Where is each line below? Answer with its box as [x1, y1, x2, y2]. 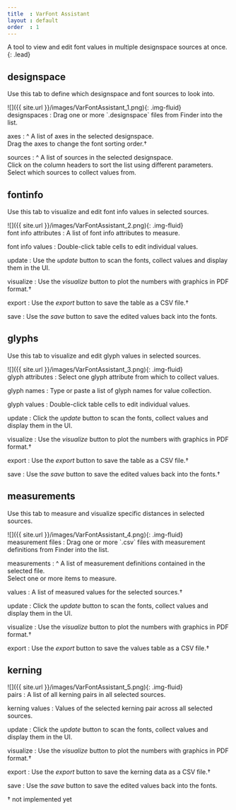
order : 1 [7, 23, 40, 30]
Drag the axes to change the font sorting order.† [7, 139, 147, 148]
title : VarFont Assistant [7, 10, 90, 18]
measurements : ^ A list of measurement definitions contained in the [7, 559, 206, 568]
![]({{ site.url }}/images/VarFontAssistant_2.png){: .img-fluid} [7, 221, 184, 230]
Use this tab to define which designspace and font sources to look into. [7, 90, 216, 98]
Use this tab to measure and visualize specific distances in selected [7, 509, 205, 517]
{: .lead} [7, 50, 31, 59]
